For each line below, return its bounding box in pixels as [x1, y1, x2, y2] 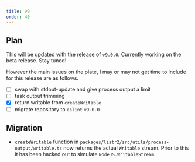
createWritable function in [14, 138, 79, 146]
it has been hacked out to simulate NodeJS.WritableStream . [14, 151, 156, 158]
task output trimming [14, 93, 66, 100]
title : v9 [6, 8, 30, 15]
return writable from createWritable [14, 99, 101, 106]
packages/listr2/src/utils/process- [80, 139, 170, 146]
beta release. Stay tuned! [6, 57, 67, 64]
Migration [6, 123, 43, 133]
